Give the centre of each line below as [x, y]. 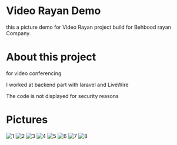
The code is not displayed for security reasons [62, 96]
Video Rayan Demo [54, 11]
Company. [19, 33]
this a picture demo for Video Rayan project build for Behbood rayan [89, 27]
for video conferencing [34, 73]
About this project [51, 57]
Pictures [27, 120]
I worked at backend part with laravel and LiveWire [67, 85]
